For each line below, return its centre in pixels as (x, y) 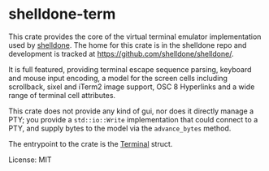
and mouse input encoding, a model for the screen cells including (118, 78)
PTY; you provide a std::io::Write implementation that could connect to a (133, 119)
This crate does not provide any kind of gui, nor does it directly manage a (131, 111)
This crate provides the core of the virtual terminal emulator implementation (135, 36)
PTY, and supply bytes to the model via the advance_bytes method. (120, 128)
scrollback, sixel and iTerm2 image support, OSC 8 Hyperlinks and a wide (132, 87)
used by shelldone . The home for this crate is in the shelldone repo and (128, 45)
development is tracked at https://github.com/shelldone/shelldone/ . (121, 53)
